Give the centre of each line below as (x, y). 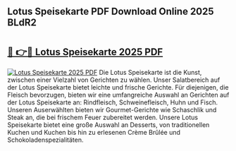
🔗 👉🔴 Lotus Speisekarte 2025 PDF (85, 52)
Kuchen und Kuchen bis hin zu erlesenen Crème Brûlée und (94, 132)
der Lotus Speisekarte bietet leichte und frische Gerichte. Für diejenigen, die (118, 87)
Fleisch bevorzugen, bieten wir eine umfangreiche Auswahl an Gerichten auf (118, 95)
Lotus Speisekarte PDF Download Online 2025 (111, 12)
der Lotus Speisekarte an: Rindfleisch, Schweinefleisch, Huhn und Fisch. (113, 102)
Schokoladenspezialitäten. (45, 140)
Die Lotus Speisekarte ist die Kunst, (150, 72)
